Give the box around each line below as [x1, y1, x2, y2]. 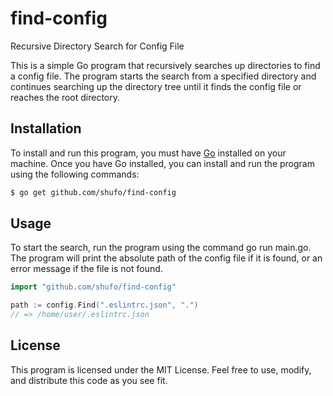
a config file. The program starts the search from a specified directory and [10, 70, 317, 82]
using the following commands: [10, 168, 140, 180]
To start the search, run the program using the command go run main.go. [10, 242, 312, 254]
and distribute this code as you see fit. [10, 374, 168, 386]
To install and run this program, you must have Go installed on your [10, 147, 287, 159]
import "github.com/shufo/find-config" [10, 282, 177, 292]
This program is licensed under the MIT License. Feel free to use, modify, [10, 363, 312, 376]
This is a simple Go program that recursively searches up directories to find [10, 59, 321, 71]
